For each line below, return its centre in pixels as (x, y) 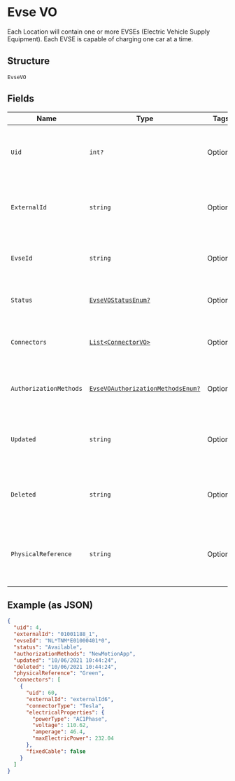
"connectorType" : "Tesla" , (65, 706)
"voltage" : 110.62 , (61, 726)
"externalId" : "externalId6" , (70, 699)
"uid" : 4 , (28, 628)
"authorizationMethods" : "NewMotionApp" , (75, 654)
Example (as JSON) (50, 605)
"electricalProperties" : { (65, 712)
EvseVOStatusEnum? (120, 300)
